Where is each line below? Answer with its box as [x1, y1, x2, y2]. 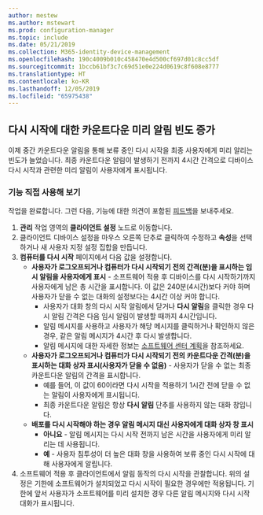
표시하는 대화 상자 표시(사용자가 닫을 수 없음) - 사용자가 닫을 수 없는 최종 [31, 361, 251, 370]
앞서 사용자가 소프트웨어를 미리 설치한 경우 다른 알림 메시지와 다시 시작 [34, 489, 250, 498]
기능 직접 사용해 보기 [8, 187, 81, 198]
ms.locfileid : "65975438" [8, 92, 93, 100]
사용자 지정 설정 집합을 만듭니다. [49, 243, 148, 252]
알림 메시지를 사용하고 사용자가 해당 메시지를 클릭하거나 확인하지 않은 [42, 321, 255, 331]
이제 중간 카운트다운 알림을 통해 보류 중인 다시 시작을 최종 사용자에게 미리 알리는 [8, 146, 254, 155]
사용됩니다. [65, 439, 100, 449]
